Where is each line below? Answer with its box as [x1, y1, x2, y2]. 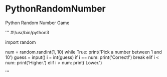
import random [5, 39, 36, 45]
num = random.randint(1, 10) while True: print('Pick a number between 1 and [5, 49, 162, 55]
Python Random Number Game [5, 20, 70, 26]
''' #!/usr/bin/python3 [5, 29, 49, 35]
